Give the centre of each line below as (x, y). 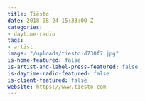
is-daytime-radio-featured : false (59, 73)
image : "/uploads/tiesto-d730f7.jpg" (63, 54)
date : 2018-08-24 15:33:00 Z (50, 21)
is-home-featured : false (44, 60)
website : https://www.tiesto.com (57, 87)
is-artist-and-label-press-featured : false (73, 67)
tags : (15, 41)
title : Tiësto (28, 14)
